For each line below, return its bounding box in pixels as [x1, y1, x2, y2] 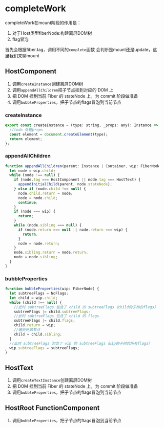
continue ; [18, 200, 38, 205]
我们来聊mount [9, 52, 40, 59]
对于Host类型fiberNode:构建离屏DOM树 [12, 30, 92, 36]
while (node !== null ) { [9, 173, 60, 178]
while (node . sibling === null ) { [14, 223, 82, 228]
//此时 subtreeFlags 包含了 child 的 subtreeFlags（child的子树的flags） [14, 304, 158, 310]
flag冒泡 [12, 36, 29, 42]
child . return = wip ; [14, 323, 56, 328]
